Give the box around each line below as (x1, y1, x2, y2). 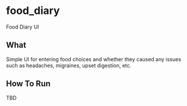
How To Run (6, 79, 51, 89)
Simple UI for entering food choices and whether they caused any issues (6, 55, 181, 62)
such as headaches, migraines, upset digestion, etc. (6, 62, 131, 69)
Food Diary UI (6, 23, 39, 30)
